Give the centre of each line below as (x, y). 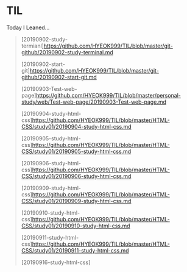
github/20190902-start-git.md (59, 77)
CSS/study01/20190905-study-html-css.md (76, 151)
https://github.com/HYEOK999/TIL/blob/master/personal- (108, 95)
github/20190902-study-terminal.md (67, 52)
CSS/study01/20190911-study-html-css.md (75, 250)
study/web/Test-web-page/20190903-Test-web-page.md (94, 102)
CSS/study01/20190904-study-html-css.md (76, 126)
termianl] (33, 46)
